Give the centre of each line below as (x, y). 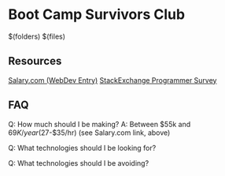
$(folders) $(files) (37, 36)
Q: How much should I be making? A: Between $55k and (100, 124)
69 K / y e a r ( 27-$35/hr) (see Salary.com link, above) (89, 133)
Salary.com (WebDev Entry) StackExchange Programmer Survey (112, 80)
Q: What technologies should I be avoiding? (79, 163)
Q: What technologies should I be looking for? (82, 148)
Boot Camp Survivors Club (97, 15)
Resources (35, 61)
